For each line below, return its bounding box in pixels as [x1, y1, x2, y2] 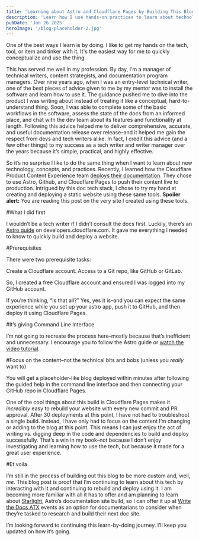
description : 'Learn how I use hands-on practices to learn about [6, 14, 174, 20]
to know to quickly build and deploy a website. [6, 233, 120, 240]
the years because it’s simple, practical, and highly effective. [6, 148, 154, 155]
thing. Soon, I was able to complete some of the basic [35, 103, 167, 111]
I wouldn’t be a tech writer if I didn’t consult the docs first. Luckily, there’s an [6, 221, 192, 228]
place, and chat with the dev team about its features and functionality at [6, 117, 182, 124]
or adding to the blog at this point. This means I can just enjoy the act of [6, 424, 182, 431]
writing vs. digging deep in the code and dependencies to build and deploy [6, 430, 190, 438]
